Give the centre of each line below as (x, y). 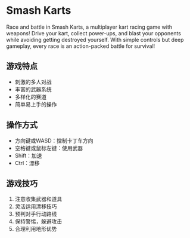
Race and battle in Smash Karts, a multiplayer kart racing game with (89, 27)
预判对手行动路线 (36, 214)
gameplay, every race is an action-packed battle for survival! (81, 46)
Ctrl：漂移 (27, 163)
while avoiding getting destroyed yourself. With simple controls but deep (95, 39)
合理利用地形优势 (36, 229)
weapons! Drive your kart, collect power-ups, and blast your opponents (94, 33)
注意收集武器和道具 (38, 199)
